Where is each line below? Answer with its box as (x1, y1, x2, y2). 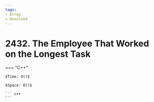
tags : (5, 7, 16, 12)
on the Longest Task (5, 48, 91, 59)
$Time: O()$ (5, 74, 30, 79)
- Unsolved (5, 16, 28, 21)
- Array (5, 12, 21, 17)
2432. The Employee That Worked (5, 38, 150, 49)
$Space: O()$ (5, 83, 32, 88)
